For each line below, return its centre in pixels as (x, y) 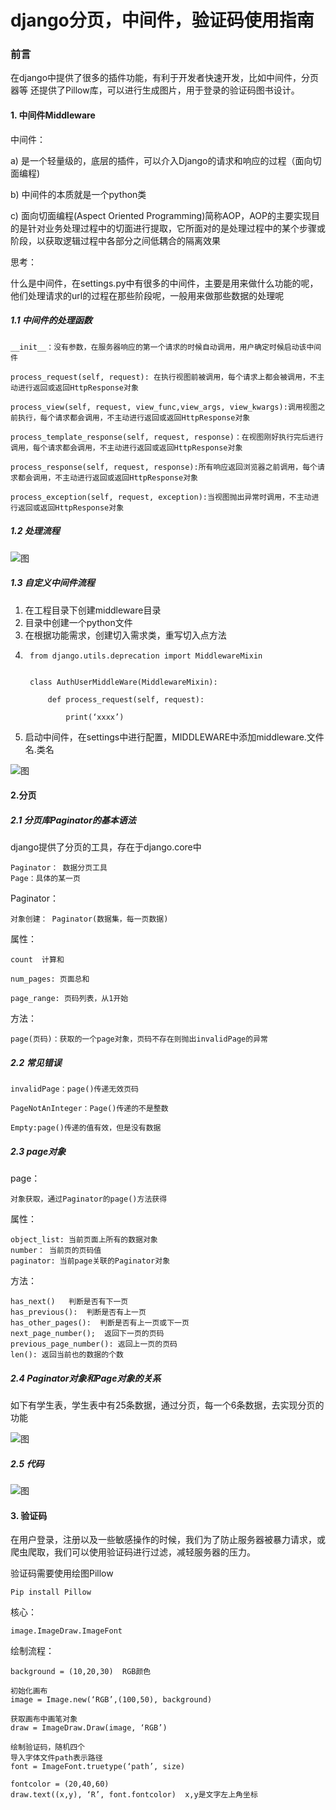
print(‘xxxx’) (95, 717)
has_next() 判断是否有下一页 (69, 1302)
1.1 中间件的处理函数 (51, 320)
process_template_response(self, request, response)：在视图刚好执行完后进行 (167, 437)
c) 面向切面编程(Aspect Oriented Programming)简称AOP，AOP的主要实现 (161, 215)
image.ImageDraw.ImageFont (66, 1631)
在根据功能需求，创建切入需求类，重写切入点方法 (125, 635)
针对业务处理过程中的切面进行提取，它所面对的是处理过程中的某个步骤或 (176, 228)
